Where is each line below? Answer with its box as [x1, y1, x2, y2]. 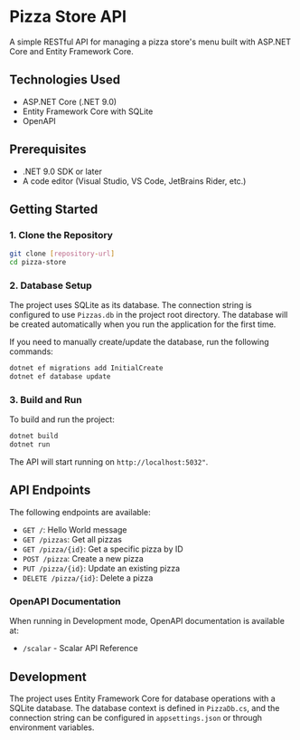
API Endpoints [9, 483, 91, 498]
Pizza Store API [9, 6, 127, 27]
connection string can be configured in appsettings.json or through [9, 713, 263, 724]
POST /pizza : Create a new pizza [22, 553, 145, 563]
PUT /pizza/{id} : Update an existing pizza [22, 562, 181, 573]
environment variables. [9, 722, 95, 733]
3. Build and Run [9, 393, 83, 406]
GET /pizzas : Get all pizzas [22, 533, 122, 544]
